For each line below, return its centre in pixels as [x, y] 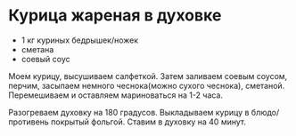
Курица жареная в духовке [115, 16]
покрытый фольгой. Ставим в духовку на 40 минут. [149, 122]
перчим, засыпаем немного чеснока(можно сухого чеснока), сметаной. [147, 85]
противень [29, 122]
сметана [37, 49]
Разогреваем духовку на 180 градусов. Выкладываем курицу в [129, 112]
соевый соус [45, 59]
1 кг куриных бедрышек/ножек [80, 40]
